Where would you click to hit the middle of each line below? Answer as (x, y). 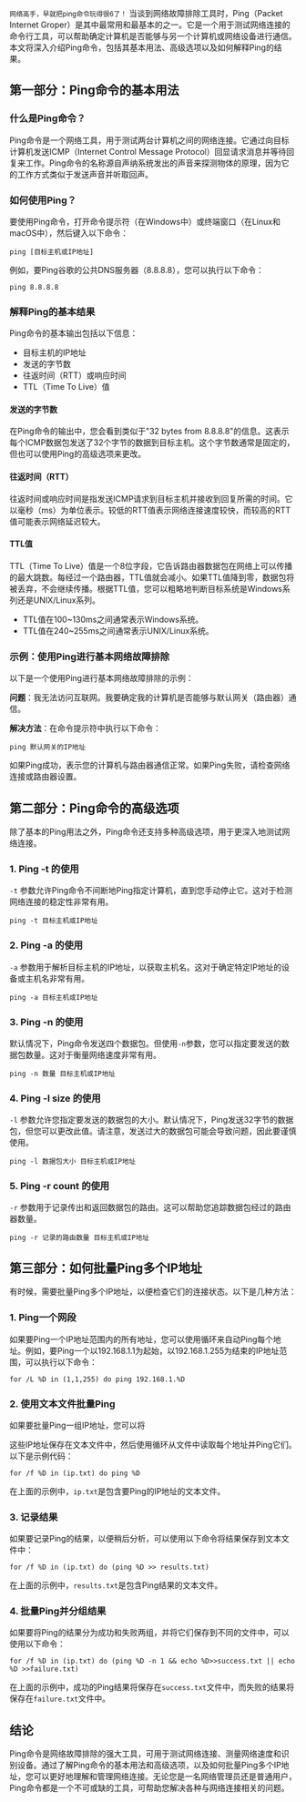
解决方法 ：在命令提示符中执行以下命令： (85, 728)
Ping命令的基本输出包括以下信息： (74, 333)
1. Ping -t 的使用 (44, 869)
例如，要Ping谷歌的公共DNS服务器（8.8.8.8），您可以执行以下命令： (137, 270)
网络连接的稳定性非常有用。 (61, 902)
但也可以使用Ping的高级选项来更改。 (78, 454)
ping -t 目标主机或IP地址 (54, 921)
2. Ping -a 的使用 (46, 945)
